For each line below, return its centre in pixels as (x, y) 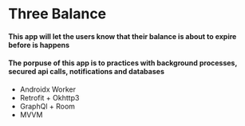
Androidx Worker (48, 89)
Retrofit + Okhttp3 (49, 97)
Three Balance (57, 14)
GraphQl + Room (47, 106)
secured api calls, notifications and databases (87, 72)
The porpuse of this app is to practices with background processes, (123, 63)
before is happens (39, 45)
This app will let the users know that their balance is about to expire (122, 36)
